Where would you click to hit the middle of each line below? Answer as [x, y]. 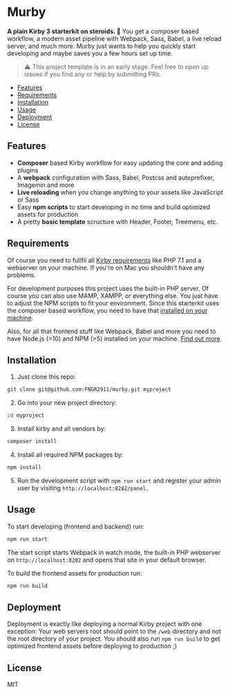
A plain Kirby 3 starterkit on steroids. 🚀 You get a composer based [103, 31]
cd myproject [26, 416]
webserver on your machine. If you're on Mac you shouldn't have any [106, 267]
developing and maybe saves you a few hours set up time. [90, 53]
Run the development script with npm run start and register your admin [119, 480]
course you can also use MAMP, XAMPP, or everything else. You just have [113, 296]
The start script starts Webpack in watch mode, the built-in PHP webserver [114, 552]
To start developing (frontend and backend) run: [76, 526]
